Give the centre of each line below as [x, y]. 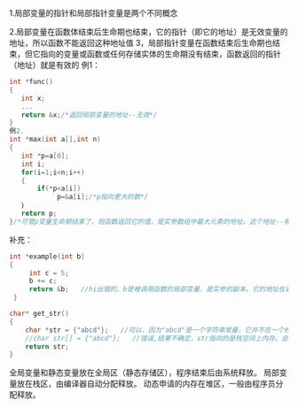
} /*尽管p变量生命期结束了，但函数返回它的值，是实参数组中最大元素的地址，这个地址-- [146, 221]
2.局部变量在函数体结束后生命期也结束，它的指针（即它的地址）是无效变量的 [149, 32]
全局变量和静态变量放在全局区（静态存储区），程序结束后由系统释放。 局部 [144, 373]
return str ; [47, 346]
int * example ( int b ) [47, 256]
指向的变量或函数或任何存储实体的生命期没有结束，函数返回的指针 [160, 54]
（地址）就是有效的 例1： [55, 65]
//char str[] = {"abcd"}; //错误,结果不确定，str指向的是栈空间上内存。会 [157, 338]
